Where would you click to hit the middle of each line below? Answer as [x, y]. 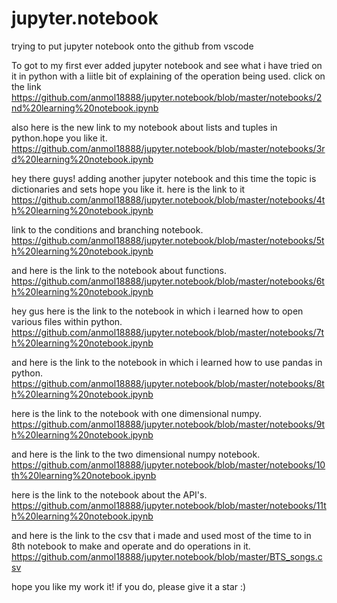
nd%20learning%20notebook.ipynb [85, 108]
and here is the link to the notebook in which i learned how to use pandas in [167, 362]
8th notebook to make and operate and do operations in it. [131, 546]
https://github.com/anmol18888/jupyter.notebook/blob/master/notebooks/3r [168, 148]
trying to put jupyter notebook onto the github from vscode [132, 46]
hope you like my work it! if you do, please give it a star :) [129, 586]
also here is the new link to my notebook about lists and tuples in [144, 127]
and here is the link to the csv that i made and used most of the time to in [161, 535]
